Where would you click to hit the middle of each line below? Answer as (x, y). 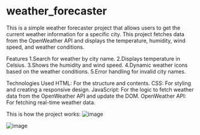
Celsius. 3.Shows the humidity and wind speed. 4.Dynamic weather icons (97, 65)
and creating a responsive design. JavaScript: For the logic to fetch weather (100, 89)
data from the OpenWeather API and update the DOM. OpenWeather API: (96, 96)
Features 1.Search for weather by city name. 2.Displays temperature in (93, 58)
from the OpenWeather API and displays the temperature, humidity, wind (96, 40)
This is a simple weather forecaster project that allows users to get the (93, 28)
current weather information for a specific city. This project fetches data (95, 34)
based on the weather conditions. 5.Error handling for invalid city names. (96, 71)
